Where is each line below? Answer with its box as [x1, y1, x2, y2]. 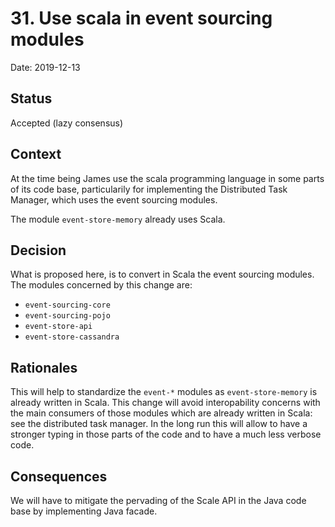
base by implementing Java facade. [10, 505, 158, 517]
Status [10, 90, 53, 107]
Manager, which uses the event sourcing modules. [10, 193, 218, 206]
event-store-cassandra [24, 332, 120, 342]
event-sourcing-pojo [24, 311, 111, 321]
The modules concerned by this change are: [10, 279, 193, 291]
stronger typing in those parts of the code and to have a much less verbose [10, 428, 322, 441]
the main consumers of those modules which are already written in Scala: [10, 407, 313, 419]
